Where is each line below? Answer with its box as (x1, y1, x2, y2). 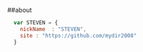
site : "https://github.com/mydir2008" (20, 32, 137, 39)
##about (7, 6, 32, 14)
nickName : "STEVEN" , (20, 26, 87, 33)
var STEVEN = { (13, 19, 58, 26)
